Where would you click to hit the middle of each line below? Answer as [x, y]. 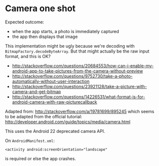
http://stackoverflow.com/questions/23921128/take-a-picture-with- [79, 86]
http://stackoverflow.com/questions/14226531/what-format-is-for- [79, 97]
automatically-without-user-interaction [51, 81]
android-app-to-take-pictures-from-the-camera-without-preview [78, 71]
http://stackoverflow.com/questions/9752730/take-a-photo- [72, 76]
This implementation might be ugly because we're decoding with [70, 46]
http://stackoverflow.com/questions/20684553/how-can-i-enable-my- [83, 66]
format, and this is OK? [28, 56]
